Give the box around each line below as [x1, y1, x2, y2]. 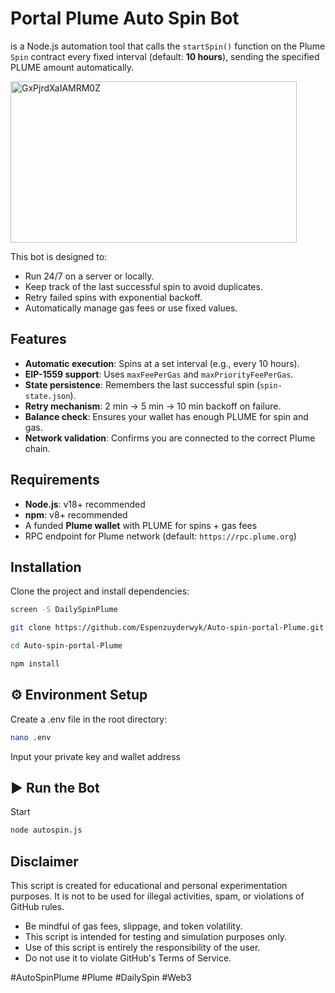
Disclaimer [10, 853, 79, 870]
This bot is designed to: [10, 250, 108, 262]
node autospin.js [10, 825, 83, 836]
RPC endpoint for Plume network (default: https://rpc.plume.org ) [24, 530, 297, 542]
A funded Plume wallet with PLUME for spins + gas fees [24, 519, 258, 531]
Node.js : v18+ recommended [24, 498, 146, 510]
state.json [24, 391, 71, 401]
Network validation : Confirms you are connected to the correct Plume [24, 432, 316, 444]
